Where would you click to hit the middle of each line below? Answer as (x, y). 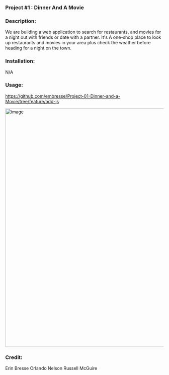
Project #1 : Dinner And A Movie (45, 8)
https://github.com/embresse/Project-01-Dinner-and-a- (63, 96)
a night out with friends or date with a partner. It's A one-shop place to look (83, 37)
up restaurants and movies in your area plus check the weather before (78, 43)
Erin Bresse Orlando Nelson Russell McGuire (51, 368)
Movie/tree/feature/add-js (32, 101)
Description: (21, 21)
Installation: (20, 61)
